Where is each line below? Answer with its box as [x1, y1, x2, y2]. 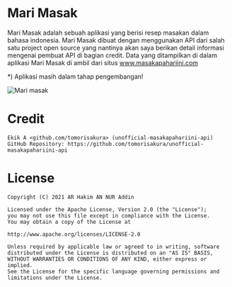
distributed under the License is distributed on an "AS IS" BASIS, [7, 249, 214, 257]
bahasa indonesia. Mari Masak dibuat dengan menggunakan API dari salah [7, 35, 225, 44]
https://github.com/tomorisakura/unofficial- [67, 140, 204, 147]
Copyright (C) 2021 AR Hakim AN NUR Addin [7, 193, 134, 201]
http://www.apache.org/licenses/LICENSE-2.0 [7, 230, 141, 238]
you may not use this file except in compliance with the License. [7, 212, 211, 219]
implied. [7, 261, 33, 269]
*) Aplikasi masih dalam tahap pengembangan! [7, 72, 144, 81]
